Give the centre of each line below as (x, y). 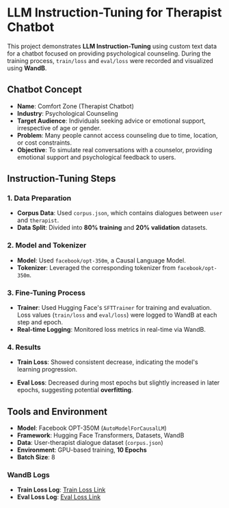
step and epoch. (40, 322)
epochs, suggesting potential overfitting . (75, 390)
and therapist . (38, 220)
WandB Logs (28, 475)
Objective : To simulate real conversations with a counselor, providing (114, 149)
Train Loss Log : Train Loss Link (61, 490)
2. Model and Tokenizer (47, 245)
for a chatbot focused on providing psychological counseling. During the (109, 53)
